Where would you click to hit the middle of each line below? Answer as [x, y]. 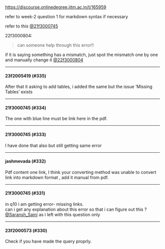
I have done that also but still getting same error [54, 145]
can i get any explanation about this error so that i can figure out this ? [76, 209]
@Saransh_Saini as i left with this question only [53, 215]
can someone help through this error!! [55, 45]
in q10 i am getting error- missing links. [44, 204]
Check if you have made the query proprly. [48, 241]
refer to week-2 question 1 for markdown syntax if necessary [67, 16]
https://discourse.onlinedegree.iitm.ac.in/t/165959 [56, 7]
